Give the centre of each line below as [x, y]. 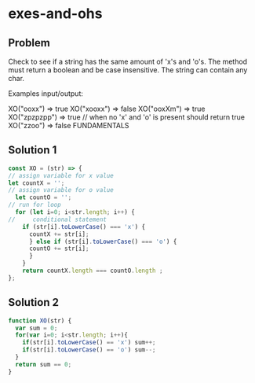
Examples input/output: [46, 94]
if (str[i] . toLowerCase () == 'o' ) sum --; [89, 350]
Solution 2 [33, 302]
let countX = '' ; [36, 183]
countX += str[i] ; [59, 234]
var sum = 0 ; [36, 328]
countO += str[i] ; [59, 249]
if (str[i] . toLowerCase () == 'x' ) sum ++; [89, 343]
